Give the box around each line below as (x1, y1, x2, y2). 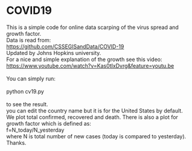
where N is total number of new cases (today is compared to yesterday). (6, 132, 187, 140)
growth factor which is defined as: (6, 120, 92, 127)
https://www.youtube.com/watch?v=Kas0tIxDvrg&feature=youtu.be (6, 62, 174, 69)
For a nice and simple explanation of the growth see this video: (6, 56, 162, 63)
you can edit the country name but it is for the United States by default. (6, 107, 183, 114)
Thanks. (6, 139, 27, 146)
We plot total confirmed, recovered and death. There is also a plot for (6, 113, 178, 121)
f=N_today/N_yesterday (6, 126, 65, 133)
